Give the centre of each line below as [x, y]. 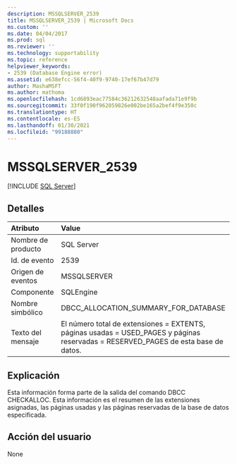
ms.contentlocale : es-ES [44, 118]
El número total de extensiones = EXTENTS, [133, 324]
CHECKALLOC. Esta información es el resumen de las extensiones [104, 400]
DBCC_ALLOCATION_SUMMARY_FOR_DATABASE [143, 308]
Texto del [26, 333]
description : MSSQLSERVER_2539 [53, 14]
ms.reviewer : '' [31, 47]
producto [26, 249]
